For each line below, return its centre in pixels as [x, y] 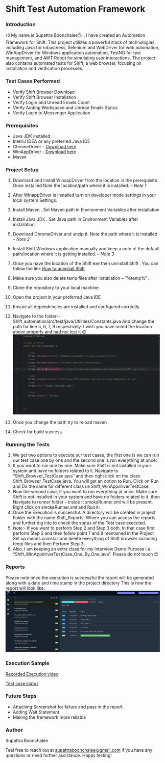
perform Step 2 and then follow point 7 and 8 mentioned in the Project [83, 533]
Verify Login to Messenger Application [51, 113]
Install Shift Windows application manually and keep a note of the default [86, 249]
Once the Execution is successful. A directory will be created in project [84, 513]
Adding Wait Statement [36, 712]
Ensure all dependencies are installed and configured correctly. [77, 307]
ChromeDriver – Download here [44, 147]
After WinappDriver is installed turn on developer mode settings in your [84, 195]
